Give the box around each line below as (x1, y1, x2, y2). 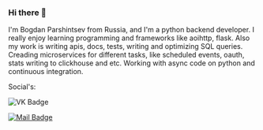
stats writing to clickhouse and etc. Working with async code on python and (8, 58, 255, 68)
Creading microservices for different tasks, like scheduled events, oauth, (8, 50, 245, 60)
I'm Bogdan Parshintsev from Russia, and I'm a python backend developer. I (8, 25, 255, 35)
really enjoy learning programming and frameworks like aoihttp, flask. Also (8, 33, 250, 43)
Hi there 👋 (8, 7, 47, 18)
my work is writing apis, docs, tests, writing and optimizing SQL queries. (8, 42, 243, 51)
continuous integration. (8, 67, 84, 76)
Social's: (8, 82, 36, 91)
